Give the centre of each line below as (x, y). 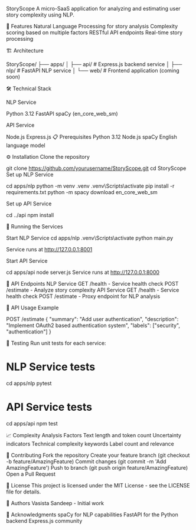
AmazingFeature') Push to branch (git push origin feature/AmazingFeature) (97, 467)
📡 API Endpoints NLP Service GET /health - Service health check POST (92, 284)
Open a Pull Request (31, 474)
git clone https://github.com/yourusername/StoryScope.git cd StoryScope (96, 168)
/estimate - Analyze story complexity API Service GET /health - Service (93, 290)
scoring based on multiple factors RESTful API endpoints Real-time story (94, 32)
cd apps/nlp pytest (29, 383)
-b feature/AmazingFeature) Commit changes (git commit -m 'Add (86, 461)
